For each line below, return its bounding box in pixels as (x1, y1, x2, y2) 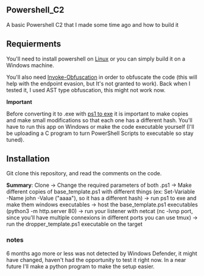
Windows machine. (6, 61, 55, 69)
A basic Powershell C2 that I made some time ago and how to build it (6, 21, 179, 28)
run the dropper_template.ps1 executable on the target (6, 220, 143, 228)
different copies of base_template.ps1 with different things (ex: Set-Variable (6, 188, 195, 195)
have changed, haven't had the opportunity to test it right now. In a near (6, 256, 186, 263)
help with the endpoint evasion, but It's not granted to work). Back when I (6, 79, 191, 87)
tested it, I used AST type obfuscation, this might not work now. (6, 86, 166, 93)
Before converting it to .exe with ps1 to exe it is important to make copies (6, 110, 189, 117)
